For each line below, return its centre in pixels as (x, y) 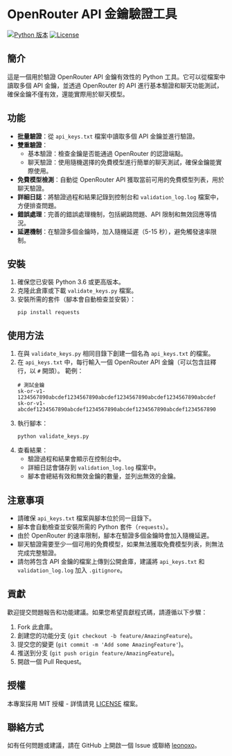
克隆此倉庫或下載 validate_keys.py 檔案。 (77, 291)
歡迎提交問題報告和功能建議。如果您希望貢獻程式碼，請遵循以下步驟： (107, 612)
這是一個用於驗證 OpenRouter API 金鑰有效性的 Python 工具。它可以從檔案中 (116, 76)
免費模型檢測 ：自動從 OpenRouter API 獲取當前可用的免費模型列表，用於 (121, 179)
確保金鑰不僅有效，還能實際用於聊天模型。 (68, 94)
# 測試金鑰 (31, 386)
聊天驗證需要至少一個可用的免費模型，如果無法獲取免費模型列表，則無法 (120, 544)
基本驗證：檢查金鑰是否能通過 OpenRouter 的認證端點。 (107, 153)
